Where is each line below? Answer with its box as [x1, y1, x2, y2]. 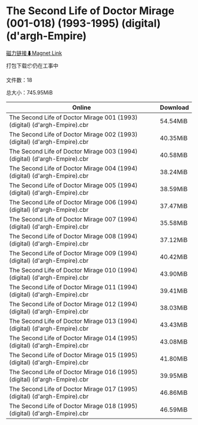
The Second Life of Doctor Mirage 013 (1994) [9, 317, 138, 325]
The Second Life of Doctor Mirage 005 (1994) [9, 181, 138, 189]
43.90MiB [160, 270, 188, 278]
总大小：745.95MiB [6, 89, 53, 96]
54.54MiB [160, 117, 188, 125]
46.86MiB [160, 388, 188, 397]
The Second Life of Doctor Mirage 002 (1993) [9, 130, 138, 138]
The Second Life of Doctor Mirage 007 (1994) [9, 215, 138, 223]
